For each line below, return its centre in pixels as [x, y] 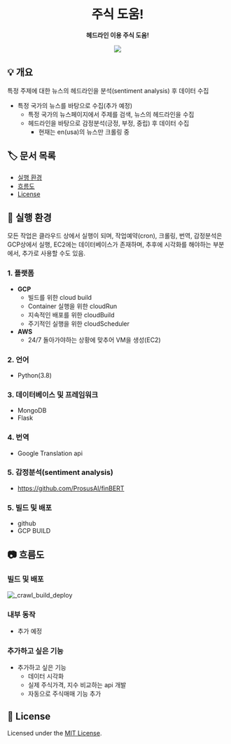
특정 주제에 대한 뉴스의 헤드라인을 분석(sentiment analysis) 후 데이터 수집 [108, 90]
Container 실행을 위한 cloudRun [72, 306]
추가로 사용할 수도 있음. [54, 254]
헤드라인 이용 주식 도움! [118, 35]
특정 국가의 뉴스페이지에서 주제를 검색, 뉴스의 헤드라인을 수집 [111, 114]
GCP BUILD [34, 531]
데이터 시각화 [46, 676]
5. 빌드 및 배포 [30, 507]
